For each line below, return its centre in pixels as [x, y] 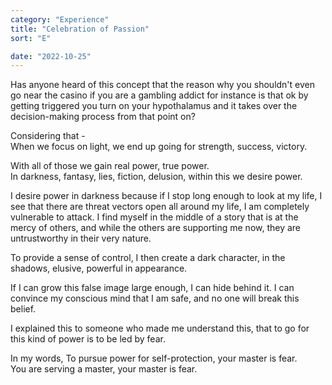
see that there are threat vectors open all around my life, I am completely [160, 207]
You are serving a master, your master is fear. [104, 369]
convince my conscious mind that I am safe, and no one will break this [155, 298]
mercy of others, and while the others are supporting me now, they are [156, 228]
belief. [23, 309]
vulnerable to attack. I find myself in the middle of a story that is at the [154, 217]
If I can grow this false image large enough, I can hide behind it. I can [152, 288]
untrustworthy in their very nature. [81, 238]
